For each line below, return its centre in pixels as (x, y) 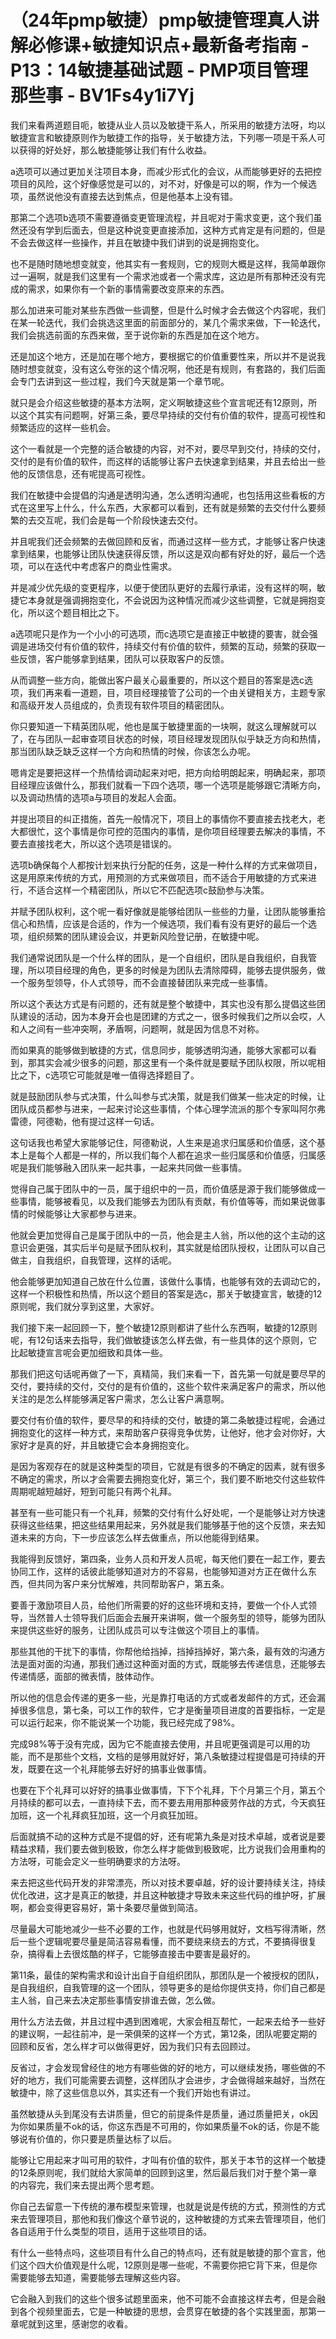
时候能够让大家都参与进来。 (84, 1213)
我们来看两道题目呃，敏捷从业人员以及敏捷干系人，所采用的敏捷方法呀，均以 (168, 125)
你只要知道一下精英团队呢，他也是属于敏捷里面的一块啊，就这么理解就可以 (163, 726)
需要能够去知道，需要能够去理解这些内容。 (98, 2277)
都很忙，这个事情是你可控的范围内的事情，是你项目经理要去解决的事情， (167, 831)
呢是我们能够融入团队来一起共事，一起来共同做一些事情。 (128, 1167)
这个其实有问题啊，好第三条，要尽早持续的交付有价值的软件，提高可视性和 (172, 415)
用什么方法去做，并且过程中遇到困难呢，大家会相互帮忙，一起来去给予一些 (163, 2021)
